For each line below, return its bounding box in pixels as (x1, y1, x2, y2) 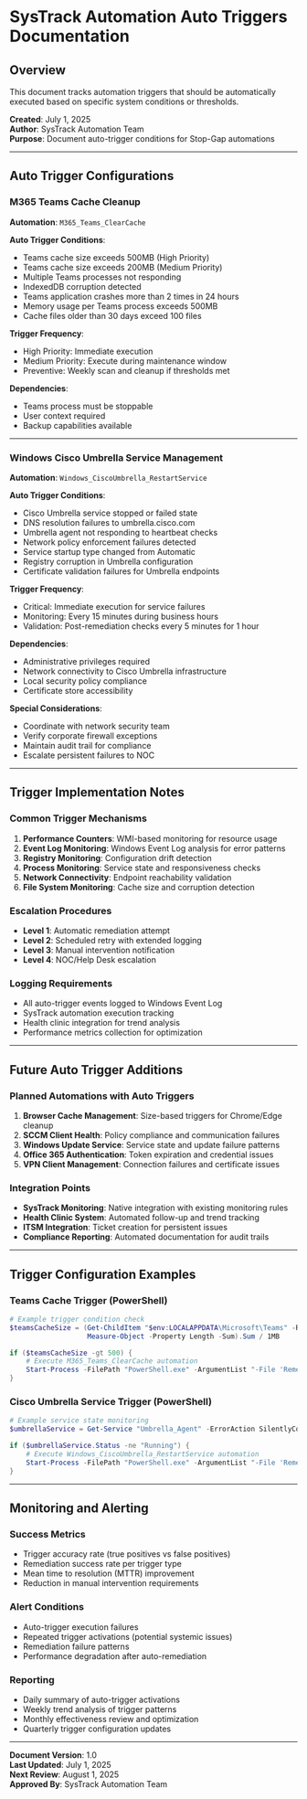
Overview (9, 62, 67, 78)
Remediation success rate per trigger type (22, 1559, 183, 1570)
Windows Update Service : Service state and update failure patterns (22, 1139, 281, 1150)
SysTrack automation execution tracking (22, 1007, 175, 1018)
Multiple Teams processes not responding (22, 271, 182, 282)
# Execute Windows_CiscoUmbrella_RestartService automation (26, 1449, 259, 1459)
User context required (22, 410, 106, 421)
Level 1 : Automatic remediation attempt (22, 925, 171, 936)
